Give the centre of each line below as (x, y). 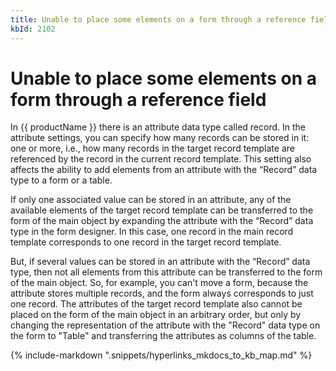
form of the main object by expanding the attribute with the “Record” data (162, 221)
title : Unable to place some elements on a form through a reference (158, 19)
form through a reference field (138, 99)
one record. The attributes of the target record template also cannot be (156, 304)
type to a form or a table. (61, 180)
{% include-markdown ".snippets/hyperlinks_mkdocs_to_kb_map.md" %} (161, 355)
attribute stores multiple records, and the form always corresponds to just (162, 293)
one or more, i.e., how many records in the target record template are (152, 148)
